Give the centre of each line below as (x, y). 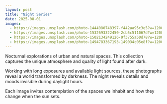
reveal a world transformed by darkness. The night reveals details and (77, 76)
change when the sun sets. (33, 96)
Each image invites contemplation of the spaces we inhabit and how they (80, 91)
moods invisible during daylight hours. (44, 81)
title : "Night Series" (29, 14)
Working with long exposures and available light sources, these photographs (83, 71)
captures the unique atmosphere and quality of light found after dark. (76, 61)
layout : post (19, 10)
